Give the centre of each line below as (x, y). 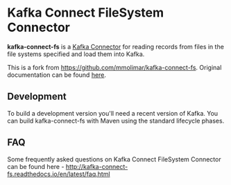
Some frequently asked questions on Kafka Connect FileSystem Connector (114, 159)
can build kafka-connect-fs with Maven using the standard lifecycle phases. (116, 121)
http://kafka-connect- (97, 166)
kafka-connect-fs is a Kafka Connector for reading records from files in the (115, 46)
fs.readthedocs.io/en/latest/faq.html (59, 174)
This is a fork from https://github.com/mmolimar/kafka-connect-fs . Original (114, 67)
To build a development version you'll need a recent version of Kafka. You (113, 113)
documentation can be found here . (57, 75)
